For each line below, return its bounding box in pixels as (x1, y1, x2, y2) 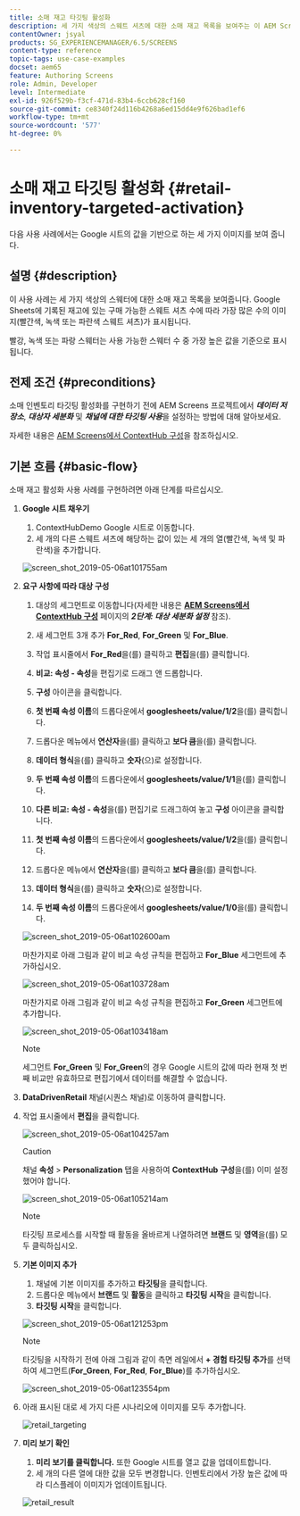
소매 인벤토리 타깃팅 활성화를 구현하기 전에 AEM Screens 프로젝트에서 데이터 (9, 400, 279, 411)
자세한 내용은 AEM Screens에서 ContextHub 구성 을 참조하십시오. (9, 430, 239, 441)
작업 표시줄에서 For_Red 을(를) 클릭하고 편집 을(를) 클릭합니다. (35, 649, 250, 660)
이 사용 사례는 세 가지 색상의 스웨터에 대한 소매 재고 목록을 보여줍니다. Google (9, 294, 281, 304)
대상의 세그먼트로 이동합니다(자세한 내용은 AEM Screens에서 (35, 600, 250, 611)
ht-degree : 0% (9, 129, 62, 138)
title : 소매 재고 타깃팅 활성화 (9, 12, 111, 22)
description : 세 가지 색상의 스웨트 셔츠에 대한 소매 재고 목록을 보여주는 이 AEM (9, 21, 277, 30)
